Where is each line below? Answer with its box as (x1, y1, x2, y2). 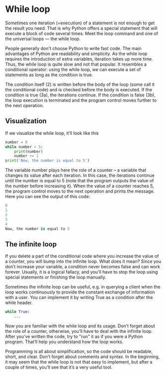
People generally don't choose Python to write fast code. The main (5, 45, 142, 51)
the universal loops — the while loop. (5, 36, 81, 42)
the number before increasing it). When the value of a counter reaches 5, (5, 183, 155, 189)
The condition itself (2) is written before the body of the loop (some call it (5, 81, 155, 87)
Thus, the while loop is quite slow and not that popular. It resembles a (5, 61, 147, 67)
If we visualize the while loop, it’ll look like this (5, 130, 99, 136)
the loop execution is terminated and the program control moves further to (5, 97, 157, 103)
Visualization (5, 117, 47, 125)
